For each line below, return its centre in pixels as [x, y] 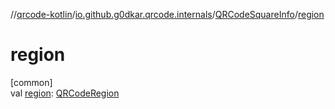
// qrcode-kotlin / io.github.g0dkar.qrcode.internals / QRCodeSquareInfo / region [167, 14]
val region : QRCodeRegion [65, 93]
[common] [31, 82]
